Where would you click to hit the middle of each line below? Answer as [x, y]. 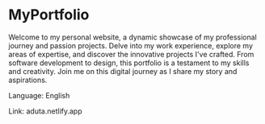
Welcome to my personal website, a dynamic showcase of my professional [132, 37]
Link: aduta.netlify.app [45, 111]
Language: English [39, 95]
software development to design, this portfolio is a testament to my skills [129, 63]
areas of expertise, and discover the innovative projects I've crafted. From [131, 54]
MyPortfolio [49, 15]
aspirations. [28, 80]
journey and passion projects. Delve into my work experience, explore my [130, 45]
